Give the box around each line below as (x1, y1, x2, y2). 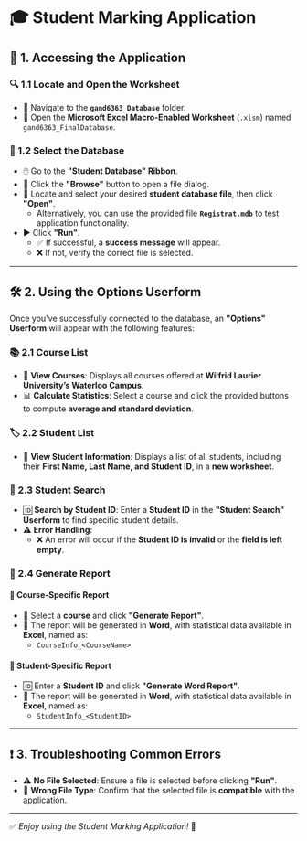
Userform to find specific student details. (22, 514, 179, 526)
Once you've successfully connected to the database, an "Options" (9, 313, 267, 324)
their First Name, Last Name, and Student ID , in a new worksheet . (22, 461, 275, 472)
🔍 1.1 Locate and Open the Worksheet (9, 78, 180, 90)
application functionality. (36, 218, 130, 229)
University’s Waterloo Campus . (22, 380, 144, 391)
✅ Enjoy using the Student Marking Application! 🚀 (9, 821, 196, 832)
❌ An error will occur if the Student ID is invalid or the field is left (36, 534, 283, 545)
